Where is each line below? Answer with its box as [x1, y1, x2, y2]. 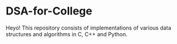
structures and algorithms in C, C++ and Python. [5, 30, 128, 37]
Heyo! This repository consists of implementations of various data [5, 24, 172, 31]
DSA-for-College [5, 4, 93, 18]
